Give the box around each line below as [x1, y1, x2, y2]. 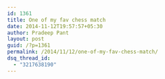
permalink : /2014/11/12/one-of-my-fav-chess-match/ [7, 49, 158, 56]
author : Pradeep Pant [7, 29, 69, 36]
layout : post [7, 36, 45, 43]
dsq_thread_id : [7, 55, 51, 62]
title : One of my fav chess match [7, 16, 107, 23]
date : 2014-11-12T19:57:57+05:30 [7, 23, 103, 30]
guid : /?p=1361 [7, 42, 51, 49]
